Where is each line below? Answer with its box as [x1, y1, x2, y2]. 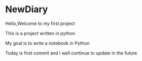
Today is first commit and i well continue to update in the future [5, 50, 137, 56]
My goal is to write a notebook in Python [5, 40, 90, 46]
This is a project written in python [5, 30, 75, 36]
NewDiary [5, 4, 48, 15]
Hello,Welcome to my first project [5, 20, 75, 26]
